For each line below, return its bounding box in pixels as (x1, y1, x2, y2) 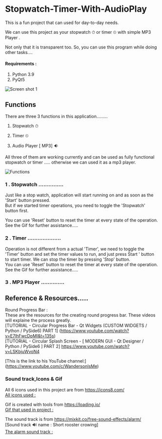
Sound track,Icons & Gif (5, 376, 62, 383)
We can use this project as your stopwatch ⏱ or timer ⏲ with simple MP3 (5, 29, 151, 35)
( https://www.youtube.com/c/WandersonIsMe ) (5, 364, 99, 369)
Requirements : (5, 60, 37, 67)
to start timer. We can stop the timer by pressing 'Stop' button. (5, 256, 131, 262)
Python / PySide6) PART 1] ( (5, 328, 61, 334)
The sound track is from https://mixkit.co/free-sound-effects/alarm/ (5, 416, 142, 422)
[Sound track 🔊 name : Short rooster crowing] (5, 421, 99, 427)
